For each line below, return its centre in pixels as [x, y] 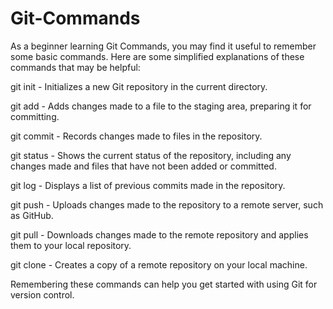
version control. [42, 294]
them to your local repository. [71, 245]
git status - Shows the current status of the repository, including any [151, 155]
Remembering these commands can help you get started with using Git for [164, 284]
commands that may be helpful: [75, 67]
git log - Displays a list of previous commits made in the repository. [148, 185]
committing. [35, 116]
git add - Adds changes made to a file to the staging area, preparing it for [161, 106]
